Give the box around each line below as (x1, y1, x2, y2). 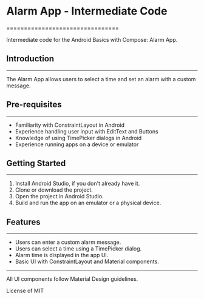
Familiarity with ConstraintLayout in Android (15, 121, 125, 129)
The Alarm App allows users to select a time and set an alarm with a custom (6, 75, 196, 82)
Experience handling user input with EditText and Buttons (15, 127, 159, 135)
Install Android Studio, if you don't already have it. (15, 180, 140, 187)
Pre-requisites (6, 99, 62, 110)
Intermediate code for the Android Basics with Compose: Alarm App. (6, 36, 178, 43)
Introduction (6, 53, 55, 64)
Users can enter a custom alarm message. (15, 238, 121, 246)
